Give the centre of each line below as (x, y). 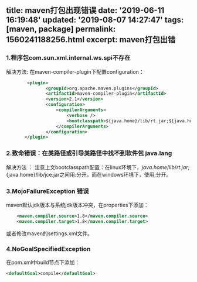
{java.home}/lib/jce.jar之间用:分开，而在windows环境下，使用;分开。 (89, 174)
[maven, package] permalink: (61, 29)
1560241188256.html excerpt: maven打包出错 (91, 40)
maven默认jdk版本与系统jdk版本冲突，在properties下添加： (77, 205)
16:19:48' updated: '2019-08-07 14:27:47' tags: (95, 20)
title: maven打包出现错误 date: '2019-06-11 (85, 11)
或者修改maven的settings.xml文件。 (49, 233)
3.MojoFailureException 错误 (47, 191)
